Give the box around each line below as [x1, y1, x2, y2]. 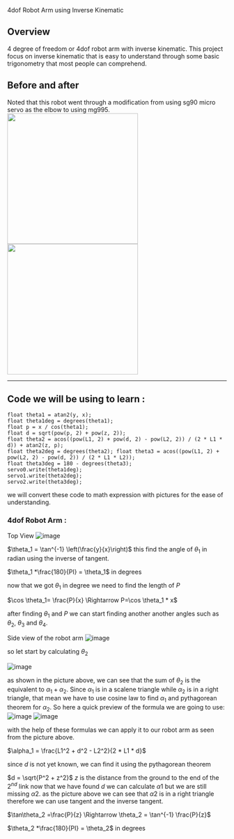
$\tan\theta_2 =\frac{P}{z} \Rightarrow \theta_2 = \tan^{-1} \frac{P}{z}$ [7, 810, 211, 819]
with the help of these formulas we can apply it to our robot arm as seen [7, 726, 214, 734]
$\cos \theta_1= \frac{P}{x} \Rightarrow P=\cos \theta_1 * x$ [7, 596, 178, 604]
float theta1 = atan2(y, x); [7, 411, 92, 418]
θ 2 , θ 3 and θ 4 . [7, 619, 48, 629]
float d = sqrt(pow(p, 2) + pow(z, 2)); [7, 430, 127, 437]
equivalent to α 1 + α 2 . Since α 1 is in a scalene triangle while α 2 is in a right [7, 685, 219, 695]
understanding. [7, 498, 51, 507]
